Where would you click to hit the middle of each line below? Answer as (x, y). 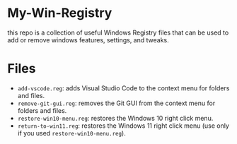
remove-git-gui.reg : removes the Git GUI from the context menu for (116, 103)
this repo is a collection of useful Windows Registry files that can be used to (118, 32)
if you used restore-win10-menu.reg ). (71, 133)
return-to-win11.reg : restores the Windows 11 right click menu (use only (123, 126)
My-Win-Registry (60, 13)
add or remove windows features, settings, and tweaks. (88, 40)
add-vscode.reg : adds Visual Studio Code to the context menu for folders (123, 88)
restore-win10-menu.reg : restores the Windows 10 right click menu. (115, 118)
